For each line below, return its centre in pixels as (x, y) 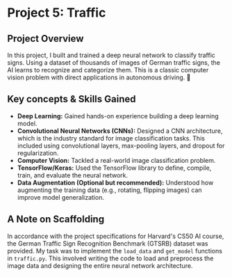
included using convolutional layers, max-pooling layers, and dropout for (121, 145)
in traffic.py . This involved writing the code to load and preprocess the (110, 258)
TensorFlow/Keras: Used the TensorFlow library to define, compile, (114, 168)
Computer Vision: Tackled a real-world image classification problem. (116, 160)
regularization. (38, 153)
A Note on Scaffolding (56, 220)
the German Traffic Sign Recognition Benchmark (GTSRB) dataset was (108, 243)
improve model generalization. (60, 197)
